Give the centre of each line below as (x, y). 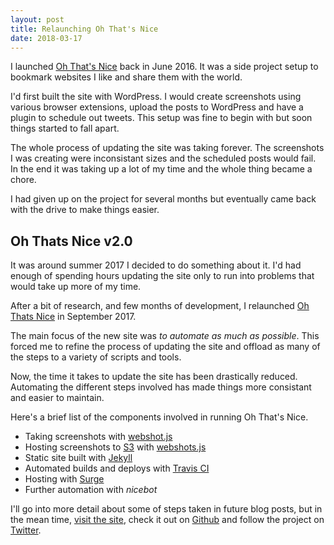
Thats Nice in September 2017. (73, 317)
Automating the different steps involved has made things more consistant (161, 387)
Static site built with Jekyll (78, 458)
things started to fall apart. (65, 128)
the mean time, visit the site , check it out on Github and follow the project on (167, 520)
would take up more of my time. (76, 287)
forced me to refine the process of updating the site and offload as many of (165, 347)
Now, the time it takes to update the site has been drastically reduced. (154, 377)
